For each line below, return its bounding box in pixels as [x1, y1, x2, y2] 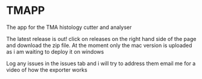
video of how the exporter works [6, 66, 87, 73]
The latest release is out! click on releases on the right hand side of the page [6, 35, 197, 42]
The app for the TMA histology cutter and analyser [6, 24, 132, 31]
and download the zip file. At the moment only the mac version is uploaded [6, 42, 192, 49]
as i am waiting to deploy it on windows [6, 48, 104, 55]
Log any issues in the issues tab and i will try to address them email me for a [6, 60, 196, 67]
